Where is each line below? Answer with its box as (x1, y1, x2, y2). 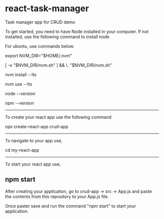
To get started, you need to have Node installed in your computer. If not (5, 28, 149, 34)
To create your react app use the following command (5, 114, 112, 120)
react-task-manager (5, 3, 89, 14)
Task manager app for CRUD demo (5, 19, 76, 25)
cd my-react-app (5, 147, 40, 153)
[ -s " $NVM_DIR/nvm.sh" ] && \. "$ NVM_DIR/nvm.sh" (5, 62, 112, 68)
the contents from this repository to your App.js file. (5, 194, 109, 199)
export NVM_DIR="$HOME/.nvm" (5, 52, 72, 59)
